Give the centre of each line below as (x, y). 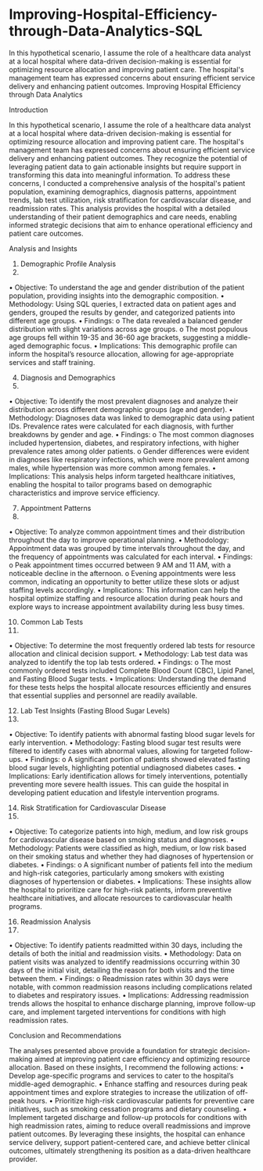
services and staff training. (52, 362)
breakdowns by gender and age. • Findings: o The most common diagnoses (131, 434)
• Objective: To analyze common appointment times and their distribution (127, 531)
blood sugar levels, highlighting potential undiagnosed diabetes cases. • (125, 768)
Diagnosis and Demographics (68, 378)
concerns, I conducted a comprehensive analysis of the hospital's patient (127, 183)
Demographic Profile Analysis (68, 264)
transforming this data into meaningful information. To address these (119, 175)
